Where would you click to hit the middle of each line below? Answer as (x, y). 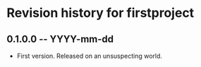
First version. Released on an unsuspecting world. (90, 56)
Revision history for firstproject (100, 13)
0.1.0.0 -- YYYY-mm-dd (60, 39)
